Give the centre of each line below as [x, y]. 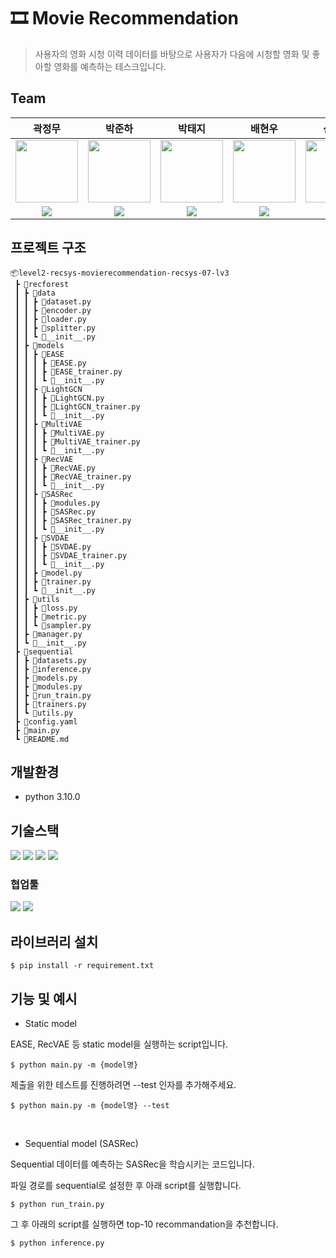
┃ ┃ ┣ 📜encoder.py [53, 310]
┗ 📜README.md [42, 739]
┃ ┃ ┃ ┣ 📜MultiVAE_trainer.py [77, 441]
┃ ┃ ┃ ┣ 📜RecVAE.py [55, 468]
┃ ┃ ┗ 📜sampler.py [53, 625]
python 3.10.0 [52, 797]
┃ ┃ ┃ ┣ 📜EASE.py [50, 363]
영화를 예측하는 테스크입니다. [110, 66]
